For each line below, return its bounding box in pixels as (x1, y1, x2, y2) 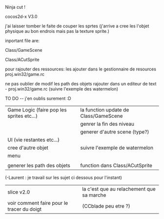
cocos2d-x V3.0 (5, 14, 38, 19)
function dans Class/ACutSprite (80, 162, 153, 169)
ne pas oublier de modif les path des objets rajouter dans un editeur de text (5, 81, 157, 87)
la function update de (80, 107, 129, 113)
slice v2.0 (7, 189, 30, 195)
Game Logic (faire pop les (7, 107, 67, 113)
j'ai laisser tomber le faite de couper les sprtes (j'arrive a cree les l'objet (5, 23, 149, 29)
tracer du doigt (7, 206, 41, 212)
